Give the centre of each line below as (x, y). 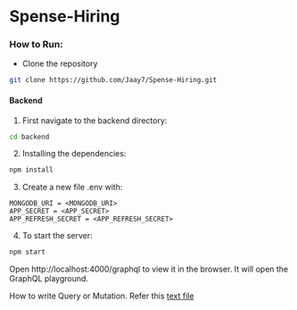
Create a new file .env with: (72, 187)
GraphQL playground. (49, 279)
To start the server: (58, 236)
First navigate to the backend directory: (95, 120)
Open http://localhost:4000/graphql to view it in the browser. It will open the (149, 269)
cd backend (29, 137)
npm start (28, 252)
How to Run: (37, 45)
